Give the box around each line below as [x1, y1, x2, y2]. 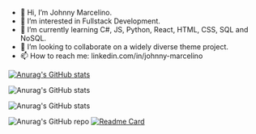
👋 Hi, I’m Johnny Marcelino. [19, 8, 112, 17]
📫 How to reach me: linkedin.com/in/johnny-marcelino [19, 51, 203, 61]
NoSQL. [19, 33, 47, 43]
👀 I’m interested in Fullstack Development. [19, 16, 160, 26]
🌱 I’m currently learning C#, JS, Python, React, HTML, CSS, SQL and [19, 25, 249, 34]
